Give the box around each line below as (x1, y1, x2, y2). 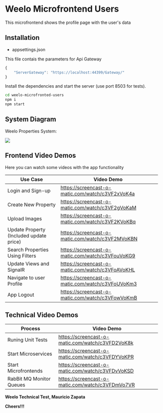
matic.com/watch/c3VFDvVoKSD (58, 368, 134, 375)
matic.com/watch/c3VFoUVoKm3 (60, 280, 137, 287)
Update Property (7, 226, 46, 233)
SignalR (7, 266, 25, 273)
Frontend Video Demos (5, 151, 76, 160)
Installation (5, 34, 40, 42)
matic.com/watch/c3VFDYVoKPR (58, 354, 134, 360)
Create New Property (7, 201, 56, 208)
